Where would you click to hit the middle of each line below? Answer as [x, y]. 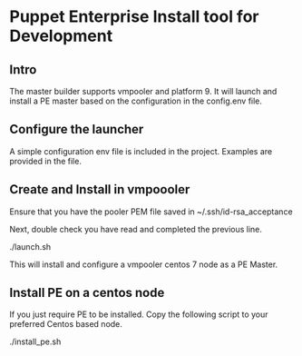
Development [61, 36]
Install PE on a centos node [87, 293]
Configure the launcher [77, 129]
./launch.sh [30, 246]
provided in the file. [45, 161]
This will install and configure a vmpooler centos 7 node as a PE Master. [144, 264]
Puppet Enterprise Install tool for [134, 17]
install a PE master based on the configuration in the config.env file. [136, 101]
